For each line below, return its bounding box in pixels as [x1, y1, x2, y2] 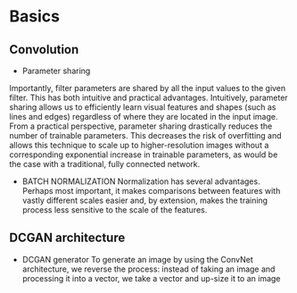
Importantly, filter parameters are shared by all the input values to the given [9, 83, 286, 93]
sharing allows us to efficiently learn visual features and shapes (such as [9, 102, 276, 113]
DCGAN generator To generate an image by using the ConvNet [21, 254, 253, 264]
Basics [9, 6, 61, 27]
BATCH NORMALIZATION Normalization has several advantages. [21, 176, 260, 187]
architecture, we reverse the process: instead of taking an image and [21, 264, 276, 274]
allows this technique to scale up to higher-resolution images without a [9, 140, 269, 150]
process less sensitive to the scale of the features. [21, 205, 208, 215]
